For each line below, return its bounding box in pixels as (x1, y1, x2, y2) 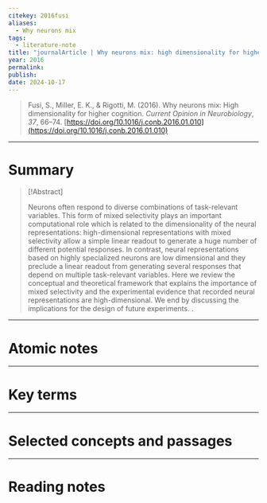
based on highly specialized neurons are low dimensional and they (27, 253, 246, 263)
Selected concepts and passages (8, 431, 233, 450)
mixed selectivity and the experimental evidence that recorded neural (27, 287, 256, 297)
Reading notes (8, 478, 106, 496)
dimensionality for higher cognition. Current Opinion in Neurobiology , (27, 108, 254, 118)
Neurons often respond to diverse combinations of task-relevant (27, 202, 238, 212)
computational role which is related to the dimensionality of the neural (27, 220, 257, 229)
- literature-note (15, 41, 77, 49)
